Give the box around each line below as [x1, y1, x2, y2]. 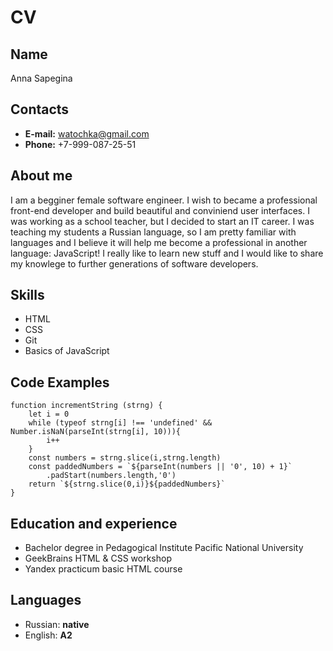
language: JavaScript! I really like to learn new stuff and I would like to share [10, 247, 324, 259]
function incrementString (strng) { [10, 401, 163, 411]
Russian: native [24, 618, 90, 630]
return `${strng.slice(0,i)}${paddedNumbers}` [28, 479, 226, 490]
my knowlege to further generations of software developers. [10, 257, 259, 270]
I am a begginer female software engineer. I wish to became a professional [10, 194, 318, 206]
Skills [10, 287, 45, 304]
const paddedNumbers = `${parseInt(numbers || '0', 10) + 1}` [28, 462, 293, 472]
